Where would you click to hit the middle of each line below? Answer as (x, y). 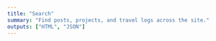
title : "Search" (31, 14)
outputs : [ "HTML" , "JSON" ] (46, 26)
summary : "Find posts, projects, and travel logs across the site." (108, 20)
